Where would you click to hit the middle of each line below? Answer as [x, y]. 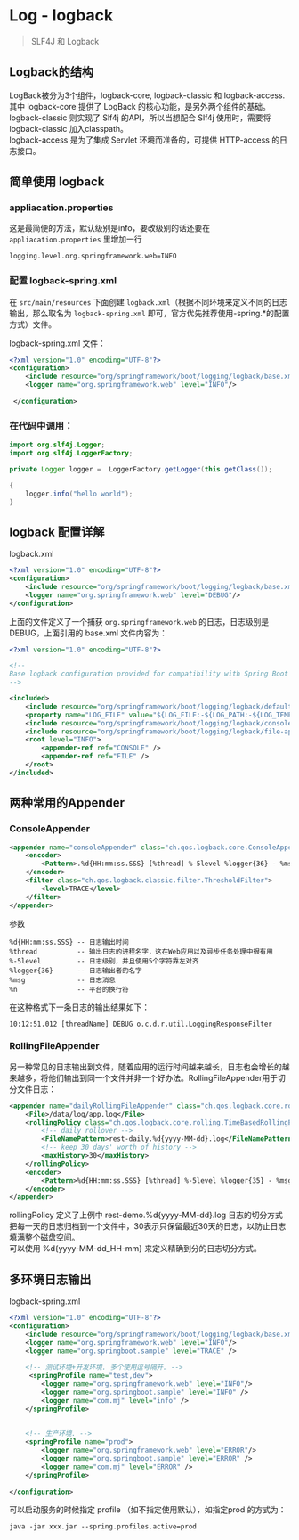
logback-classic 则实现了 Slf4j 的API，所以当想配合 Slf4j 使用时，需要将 [140, 118]
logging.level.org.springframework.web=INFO [93, 256]
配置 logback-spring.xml [63, 281]
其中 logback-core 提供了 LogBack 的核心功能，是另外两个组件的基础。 [140, 106]
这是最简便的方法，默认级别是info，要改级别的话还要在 [110, 228]
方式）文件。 [32, 324]
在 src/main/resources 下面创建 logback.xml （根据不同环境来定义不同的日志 [148, 302]
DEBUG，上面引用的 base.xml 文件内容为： [88, 633]
